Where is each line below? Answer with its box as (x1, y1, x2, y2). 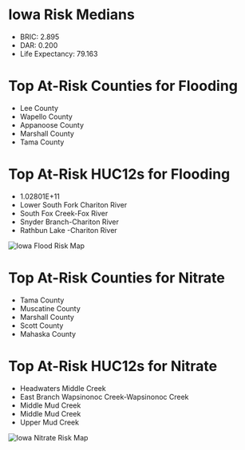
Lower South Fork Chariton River (19, 199, 128, 209)
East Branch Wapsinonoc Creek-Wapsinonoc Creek (19, 392, 189, 401)
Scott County (19, 321, 64, 330)
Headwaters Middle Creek (19, 383, 106, 393)
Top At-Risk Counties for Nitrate (8, 269, 225, 286)
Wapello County (19, 112, 73, 121)
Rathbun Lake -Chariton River (19, 225, 117, 235)
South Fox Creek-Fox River (19, 208, 109, 218)
